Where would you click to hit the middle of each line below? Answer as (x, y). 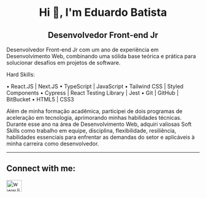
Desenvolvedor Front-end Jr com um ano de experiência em (82, 50)
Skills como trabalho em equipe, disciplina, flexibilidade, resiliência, (91, 130)
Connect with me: (41, 168)
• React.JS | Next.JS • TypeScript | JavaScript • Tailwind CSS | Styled (95, 86)
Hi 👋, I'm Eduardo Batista (103, 13)
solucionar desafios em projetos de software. (63, 63)
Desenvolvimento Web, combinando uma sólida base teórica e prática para (101, 56)
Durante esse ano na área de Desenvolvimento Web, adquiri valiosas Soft (99, 124)
